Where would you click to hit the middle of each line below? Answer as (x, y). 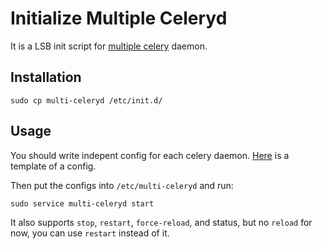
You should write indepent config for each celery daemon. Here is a (150, 155)
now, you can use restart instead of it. (90, 233)
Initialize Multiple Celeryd (119, 18)
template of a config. (53, 166)
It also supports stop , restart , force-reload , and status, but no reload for (161, 222)
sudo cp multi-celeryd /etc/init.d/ (86, 100)
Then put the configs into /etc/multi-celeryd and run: (122, 185)
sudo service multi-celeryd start (82, 203)
